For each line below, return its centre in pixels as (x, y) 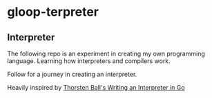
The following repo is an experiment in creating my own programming (106, 53)
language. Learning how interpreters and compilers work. (89, 61)
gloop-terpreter (53, 12)
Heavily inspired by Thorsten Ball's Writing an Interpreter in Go (96, 87)
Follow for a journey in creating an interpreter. (72, 74)
